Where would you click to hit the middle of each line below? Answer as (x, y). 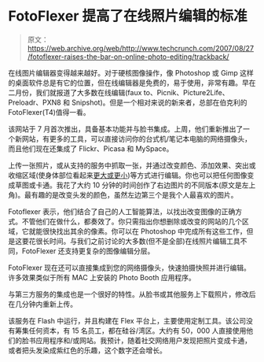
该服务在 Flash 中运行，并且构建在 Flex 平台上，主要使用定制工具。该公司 (127, 320)
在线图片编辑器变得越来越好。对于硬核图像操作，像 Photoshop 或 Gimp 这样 (131, 72)
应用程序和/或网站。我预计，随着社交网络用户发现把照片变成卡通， (143, 340)
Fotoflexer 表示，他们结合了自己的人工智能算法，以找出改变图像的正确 (122, 211)
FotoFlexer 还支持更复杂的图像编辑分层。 (88, 251)
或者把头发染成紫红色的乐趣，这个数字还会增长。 (87, 350)
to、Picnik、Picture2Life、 (186, 92)
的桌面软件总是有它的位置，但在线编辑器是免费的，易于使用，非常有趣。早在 (132, 83)
